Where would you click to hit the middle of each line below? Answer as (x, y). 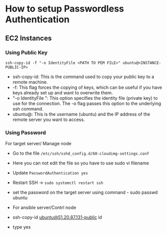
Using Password (26, 133)
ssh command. (28, 108)
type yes (22, 227)
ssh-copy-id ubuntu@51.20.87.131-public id (57, 217)
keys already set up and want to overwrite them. (63, 93)
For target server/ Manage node (38, 144)
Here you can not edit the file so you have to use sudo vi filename (81, 163)
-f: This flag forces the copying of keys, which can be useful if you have (87, 87)
